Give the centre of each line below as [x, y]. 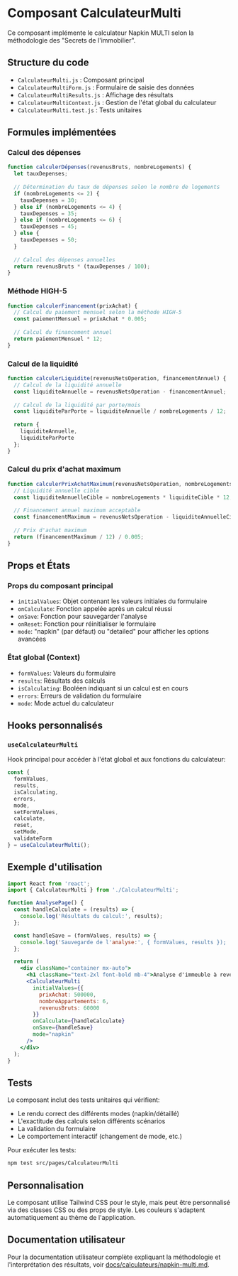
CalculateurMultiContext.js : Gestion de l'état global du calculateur [117, 102]
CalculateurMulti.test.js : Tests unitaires [80, 110]
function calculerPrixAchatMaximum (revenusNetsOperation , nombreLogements [120, 484]
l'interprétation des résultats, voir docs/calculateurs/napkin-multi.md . [109, 1264]
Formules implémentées [62, 133]
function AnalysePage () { [45, 903]
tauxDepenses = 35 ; [49, 213]
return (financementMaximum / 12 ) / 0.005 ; [79, 537]
